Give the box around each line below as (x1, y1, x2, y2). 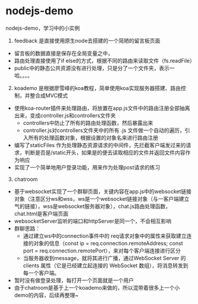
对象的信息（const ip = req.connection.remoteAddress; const (33, 239, 183, 247)
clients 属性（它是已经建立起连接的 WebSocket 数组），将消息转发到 (23, 262, 189, 269)
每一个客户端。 (23, 269, 60, 276)
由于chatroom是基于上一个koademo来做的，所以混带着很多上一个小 (14, 284, 180, 291)
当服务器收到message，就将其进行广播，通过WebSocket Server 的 (23, 254, 186, 261)
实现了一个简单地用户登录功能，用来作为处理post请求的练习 (14, 164, 161, 171)
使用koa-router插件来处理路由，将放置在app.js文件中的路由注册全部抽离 (14, 104, 190, 111)
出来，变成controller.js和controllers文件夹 (14, 111, 116, 119)
